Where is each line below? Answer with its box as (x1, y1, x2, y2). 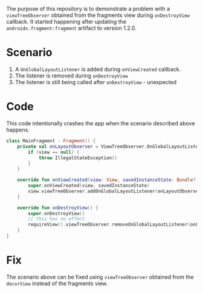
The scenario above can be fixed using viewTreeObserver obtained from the (6, 273, 194, 280)
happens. (6, 126, 30, 133)
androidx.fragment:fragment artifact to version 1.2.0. (6, 24, 137, 31)
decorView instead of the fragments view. (6, 280, 108, 287)
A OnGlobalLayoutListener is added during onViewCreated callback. (14, 65, 181, 73)
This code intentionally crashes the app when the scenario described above (6, 119, 195, 127)
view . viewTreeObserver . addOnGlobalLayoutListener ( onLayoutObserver (28, 188, 201, 194)
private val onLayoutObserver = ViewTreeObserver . (17, 143, 147, 150)
